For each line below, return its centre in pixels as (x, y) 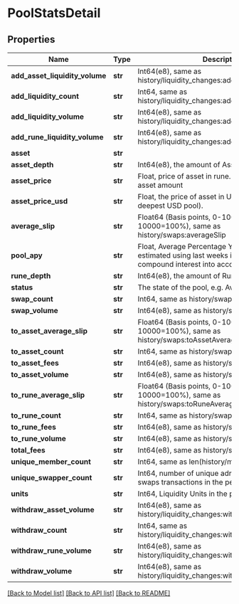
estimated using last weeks (183, 255)
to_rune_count (36, 415)
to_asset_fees (35, 363)
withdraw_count (39, 530)
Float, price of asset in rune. (184, 176)
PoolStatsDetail (54, 13)
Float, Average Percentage (182, 247)
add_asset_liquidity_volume (59, 76)
